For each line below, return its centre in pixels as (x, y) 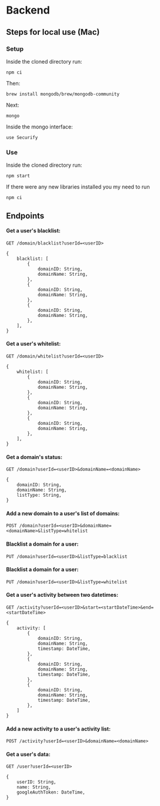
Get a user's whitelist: (34, 344)
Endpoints (25, 216)
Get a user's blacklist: (33, 231)
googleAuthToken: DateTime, (51, 792)
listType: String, (39, 496)
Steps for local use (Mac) (53, 32)
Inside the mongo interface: (40, 127)
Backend (28, 10)
